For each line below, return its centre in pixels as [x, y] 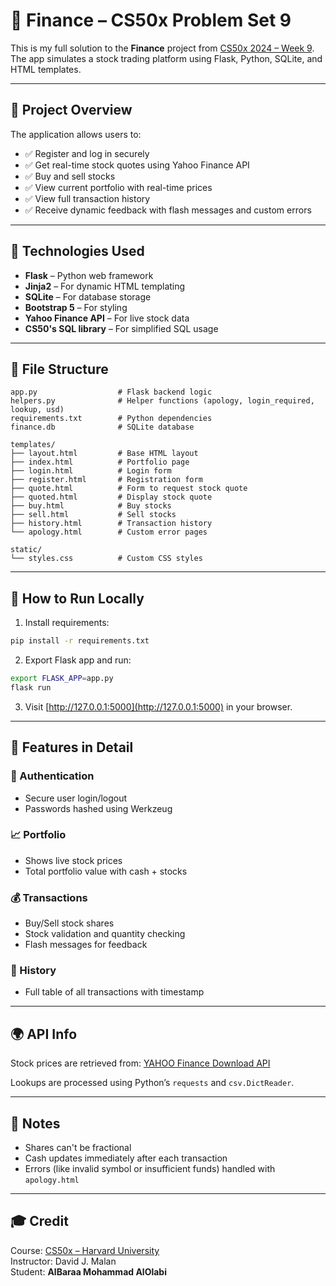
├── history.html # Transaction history [111, 524]
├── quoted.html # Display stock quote [111, 497]
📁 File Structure [59, 369]
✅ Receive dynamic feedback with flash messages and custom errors [168, 210]
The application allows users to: [76, 134]
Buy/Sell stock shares [69, 923]
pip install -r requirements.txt [80, 641]
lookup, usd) [37, 410]
